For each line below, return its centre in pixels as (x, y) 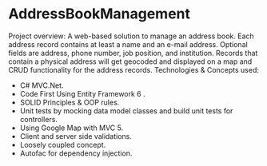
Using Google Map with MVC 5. (72, 128)
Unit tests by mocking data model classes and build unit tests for (126, 111)
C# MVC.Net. (42, 85)
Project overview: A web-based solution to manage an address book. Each (131, 36)
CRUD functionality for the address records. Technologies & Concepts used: (134, 69)
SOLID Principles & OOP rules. (70, 102)
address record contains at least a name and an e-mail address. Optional (128, 44)
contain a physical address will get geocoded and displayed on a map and (130, 61)
